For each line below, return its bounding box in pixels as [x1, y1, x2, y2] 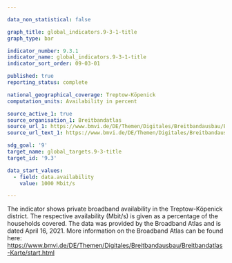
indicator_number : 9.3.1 [7, 48, 79, 54]
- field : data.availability [13, 173, 95, 180]
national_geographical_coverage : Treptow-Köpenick [7, 91, 156, 98]
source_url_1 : [7, 123, 48, 130]
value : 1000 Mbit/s [19, 180, 76, 187]
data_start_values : [7, 167, 64, 174]
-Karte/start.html [7, 249, 55, 257]
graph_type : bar [7, 35, 54, 42]
